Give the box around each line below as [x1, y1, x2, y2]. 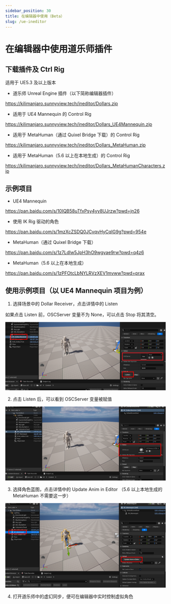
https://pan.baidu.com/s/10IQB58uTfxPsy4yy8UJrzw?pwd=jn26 [5, 208, 140, 214]
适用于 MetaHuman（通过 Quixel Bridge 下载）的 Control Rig [12, 132, 140, 138]
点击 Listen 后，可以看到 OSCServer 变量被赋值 [12, 396, 112, 402]
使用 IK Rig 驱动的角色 [12, 218, 59, 224]
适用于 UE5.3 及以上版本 [5, 80, 56, 86]
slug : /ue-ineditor [5, 19, 47, 24]
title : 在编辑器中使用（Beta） [5, 13, 65, 19]
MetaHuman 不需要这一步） [12, 493, 71, 499]
